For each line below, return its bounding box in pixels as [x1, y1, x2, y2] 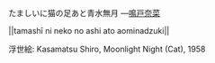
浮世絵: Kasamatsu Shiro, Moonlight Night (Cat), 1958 [8, 43, 206, 54]
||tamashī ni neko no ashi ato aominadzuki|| [8, 26, 170, 35]
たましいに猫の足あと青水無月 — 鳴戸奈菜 [8, 8, 161, 18]
